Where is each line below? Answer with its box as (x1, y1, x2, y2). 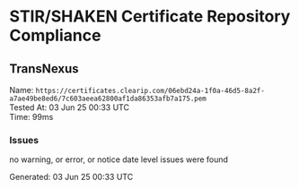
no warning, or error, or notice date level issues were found (9, 154, 229, 165)
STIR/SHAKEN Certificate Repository (9, 6, 291, 27)
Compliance (9, 25, 101, 46)
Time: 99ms (9, 112, 54, 122)
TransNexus (9, 61, 79, 76)
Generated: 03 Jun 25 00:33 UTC (9, 172, 134, 183)
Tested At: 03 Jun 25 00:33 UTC (9, 102, 130, 113)
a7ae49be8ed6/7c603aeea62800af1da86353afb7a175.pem (9, 94, 207, 103)
